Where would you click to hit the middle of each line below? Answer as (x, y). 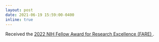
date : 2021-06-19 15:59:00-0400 (40, 15)
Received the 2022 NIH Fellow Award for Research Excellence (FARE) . (80, 34)
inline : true (19, 19)
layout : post (19, 10)
